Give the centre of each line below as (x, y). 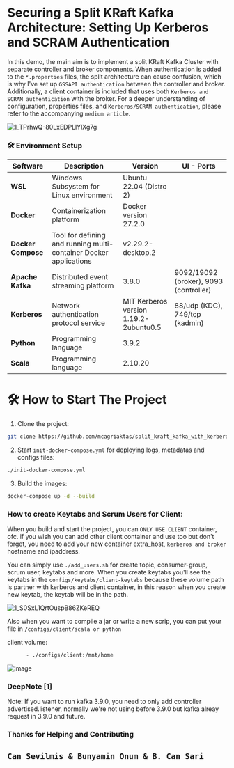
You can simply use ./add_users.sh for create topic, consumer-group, (107, 565)
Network (66, 306)
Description (84, 166)
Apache (24, 277)
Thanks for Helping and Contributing (71, 735)
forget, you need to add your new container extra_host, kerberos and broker (117, 544)
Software (28, 166)
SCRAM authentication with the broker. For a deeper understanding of (106, 98)
